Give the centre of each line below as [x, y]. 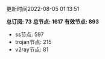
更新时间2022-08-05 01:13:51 [43, 9]
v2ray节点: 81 [32, 49]
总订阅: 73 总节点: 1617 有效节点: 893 [53, 22]
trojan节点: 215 [33, 42]
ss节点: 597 [29, 34]
